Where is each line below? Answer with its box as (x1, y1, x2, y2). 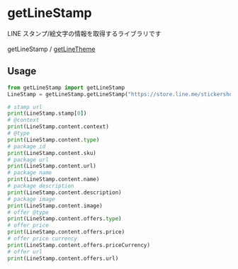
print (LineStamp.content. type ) (7, 136, 100, 143)
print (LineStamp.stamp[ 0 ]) (7, 110, 87, 118)
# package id (7, 143, 46, 150)
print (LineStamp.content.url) (7, 163, 97, 170)
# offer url (7, 248, 42, 256)
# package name (7, 169, 52, 176)
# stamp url (7, 103, 42, 110)
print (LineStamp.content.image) (7, 202, 103, 210)
